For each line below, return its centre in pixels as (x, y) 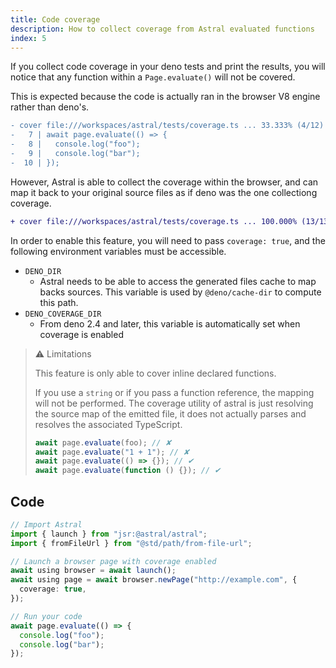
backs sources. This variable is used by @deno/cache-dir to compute (180, 292)
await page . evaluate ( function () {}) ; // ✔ (128, 471)
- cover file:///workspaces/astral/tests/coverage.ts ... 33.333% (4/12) (167, 126)
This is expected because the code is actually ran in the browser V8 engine (165, 97)
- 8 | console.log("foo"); (75, 144)
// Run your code (46, 616)
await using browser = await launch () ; (93, 571)
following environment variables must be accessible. (118, 251)
